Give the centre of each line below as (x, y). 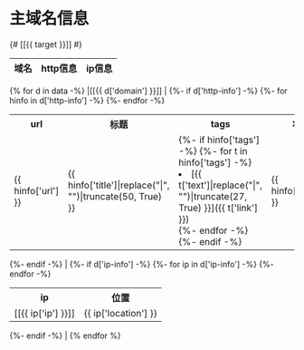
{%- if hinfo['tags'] (219, 140)
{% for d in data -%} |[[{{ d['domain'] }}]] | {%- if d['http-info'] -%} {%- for (148, 91)
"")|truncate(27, (213, 196)
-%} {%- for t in (213, 151)
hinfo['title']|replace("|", (119, 185)
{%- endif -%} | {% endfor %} (66, 335)
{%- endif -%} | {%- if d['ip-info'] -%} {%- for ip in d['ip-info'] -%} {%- (142, 264)
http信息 (59, 68)
